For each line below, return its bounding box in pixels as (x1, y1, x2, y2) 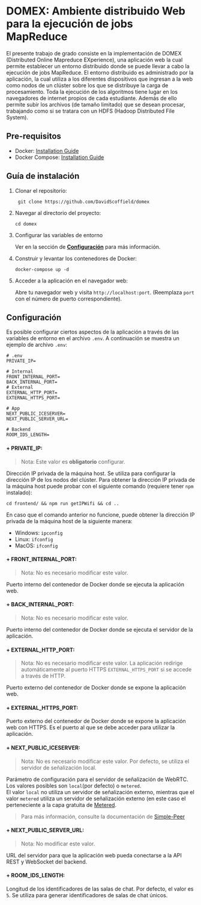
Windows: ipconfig (14, 529, 63, 536)
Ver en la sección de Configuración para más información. (14, 243, 161, 250)
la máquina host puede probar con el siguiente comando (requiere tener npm (6, 482, 194, 490)
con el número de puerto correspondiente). (14, 295, 122, 302)
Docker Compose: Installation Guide (14, 154, 104, 161)
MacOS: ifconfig (14, 542, 58, 549)
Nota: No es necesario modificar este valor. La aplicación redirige (20, 659, 183, 667)
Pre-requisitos (6, 131, 62, 142)
